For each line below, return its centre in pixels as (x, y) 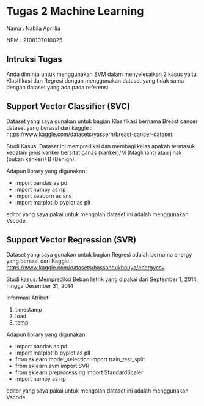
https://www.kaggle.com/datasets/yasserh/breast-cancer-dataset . (90, 134)
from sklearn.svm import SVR (52, 366)
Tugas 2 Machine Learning (75, 11)
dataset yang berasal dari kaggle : (49, 127)
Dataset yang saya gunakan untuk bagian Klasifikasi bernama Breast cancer (102, 121)
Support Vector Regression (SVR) (71, 240)
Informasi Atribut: (28, 298)
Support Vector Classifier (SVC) (68, 106)
